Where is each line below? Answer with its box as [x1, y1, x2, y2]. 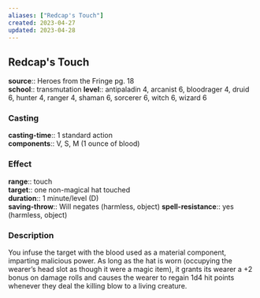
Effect [8, 158, 32, 169]
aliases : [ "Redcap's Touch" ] [8, 11, 104, 20]
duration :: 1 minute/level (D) [8, 193, 99, 203]
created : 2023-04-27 [8, 19, 76, 27]
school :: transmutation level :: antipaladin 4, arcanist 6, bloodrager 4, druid [8, 84, 250, 95]
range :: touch [8, 177, 53, 186]
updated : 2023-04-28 [8, 26, 76, 34]
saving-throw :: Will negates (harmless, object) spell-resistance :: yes [8, 202, 234, 211]
